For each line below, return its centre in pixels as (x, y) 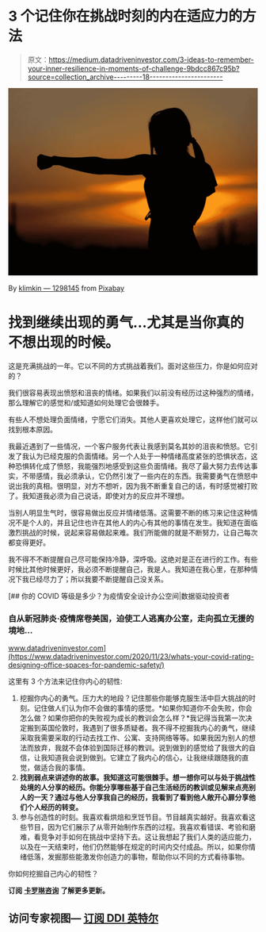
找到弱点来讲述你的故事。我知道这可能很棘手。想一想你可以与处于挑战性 (137, 777)
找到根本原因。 (32, 429)
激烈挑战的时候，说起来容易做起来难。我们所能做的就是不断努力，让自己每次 (133, 532)
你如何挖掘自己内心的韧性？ (53, 874)
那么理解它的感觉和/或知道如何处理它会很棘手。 (86, 402)
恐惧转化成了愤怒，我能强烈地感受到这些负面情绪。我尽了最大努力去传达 (133, 466)
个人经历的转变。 (55, 807)
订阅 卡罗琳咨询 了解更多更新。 (59, 891)
